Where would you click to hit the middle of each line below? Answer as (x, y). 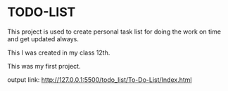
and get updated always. (43, 38)
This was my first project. (44, 66)
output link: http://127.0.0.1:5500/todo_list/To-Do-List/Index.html (100, 79)
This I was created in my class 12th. (59, 52)
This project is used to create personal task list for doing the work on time (114, 31)
